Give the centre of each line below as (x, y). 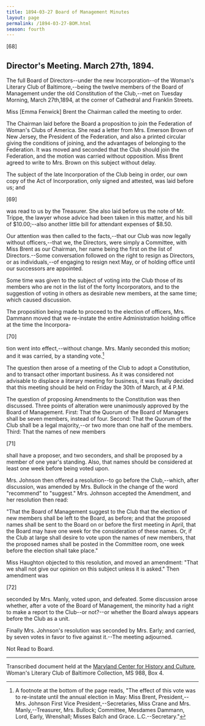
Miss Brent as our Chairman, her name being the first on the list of (89, 249)
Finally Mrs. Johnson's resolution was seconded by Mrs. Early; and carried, (101, 630)
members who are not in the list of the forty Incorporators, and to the (93, 287)
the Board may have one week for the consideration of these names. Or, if (99, 531)
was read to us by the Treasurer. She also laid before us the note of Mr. (95, 211)
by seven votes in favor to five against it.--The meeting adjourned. (89, 637)
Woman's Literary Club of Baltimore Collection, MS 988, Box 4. (85, 673)
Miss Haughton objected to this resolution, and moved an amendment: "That (102, 562)
